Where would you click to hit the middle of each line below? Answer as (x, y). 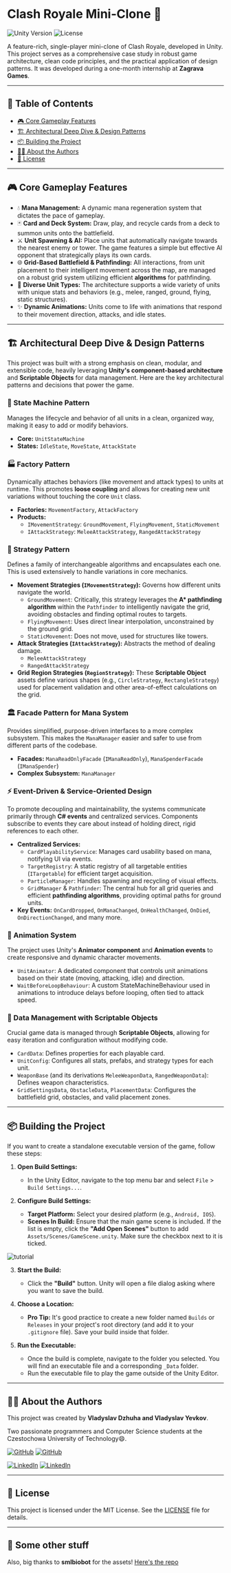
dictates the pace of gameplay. (61, 215)
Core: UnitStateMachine (51, 438)
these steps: (25, 1154)
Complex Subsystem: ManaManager (66, 773)
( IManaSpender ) (38, 766)
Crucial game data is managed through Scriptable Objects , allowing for (108, 1033)
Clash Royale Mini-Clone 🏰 (85, 14)
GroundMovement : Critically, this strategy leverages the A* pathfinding (124, 600)
